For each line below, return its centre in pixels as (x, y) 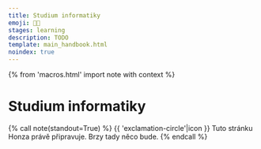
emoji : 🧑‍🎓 (25, 23)
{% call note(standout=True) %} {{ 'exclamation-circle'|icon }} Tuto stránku (130, 128)
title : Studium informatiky (55, 15)
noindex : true (32, 52)
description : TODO (38, 37)
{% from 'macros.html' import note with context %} (92, 74)
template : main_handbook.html (58, 45)
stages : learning (37, 30)
